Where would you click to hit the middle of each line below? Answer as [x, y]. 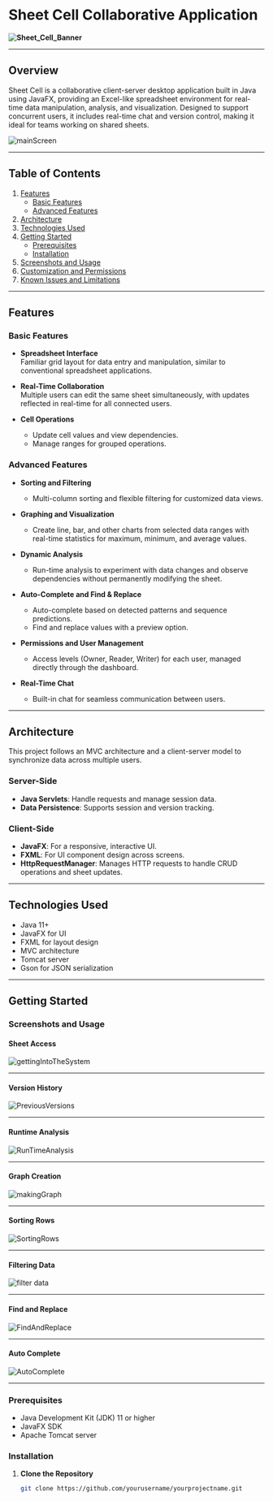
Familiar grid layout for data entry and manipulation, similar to [123, 362]
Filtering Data [32, 1265]
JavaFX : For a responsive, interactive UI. [88, 846]
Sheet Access [32, 1043]
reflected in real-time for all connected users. [96, 404]
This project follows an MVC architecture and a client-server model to [125, 751]
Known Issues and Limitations [70, 279]
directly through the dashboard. [85, 667]
